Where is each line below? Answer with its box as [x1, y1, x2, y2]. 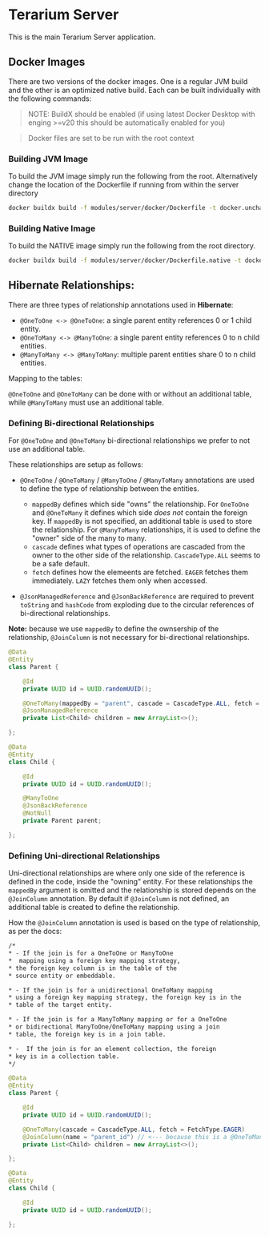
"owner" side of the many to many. [31, 533, 147, 543]
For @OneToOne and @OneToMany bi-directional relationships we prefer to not [8, 436, 251, 445]
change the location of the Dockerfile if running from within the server [8, 180, 239, 190]
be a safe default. [31, 559, 90, 569]
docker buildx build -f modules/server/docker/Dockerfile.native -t [8, 256, 242, 265]
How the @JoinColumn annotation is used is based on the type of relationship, [8, 918, 261, 928]
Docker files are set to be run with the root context [27, 133, 195, 143]
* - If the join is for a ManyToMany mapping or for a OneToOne [8, 1016, 227, 1024]
